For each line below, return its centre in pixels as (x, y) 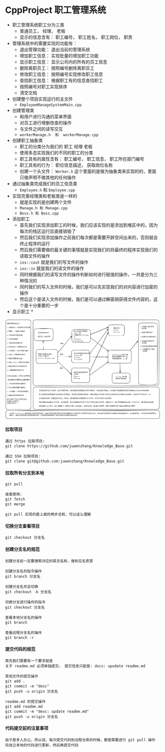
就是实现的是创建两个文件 (46, 202)
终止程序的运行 (35, 243)
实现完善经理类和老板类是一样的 (45, 196)
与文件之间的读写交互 (41, 129)
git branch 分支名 (23, 576)
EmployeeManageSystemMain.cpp (51, 105)
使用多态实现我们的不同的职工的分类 (56, 153)
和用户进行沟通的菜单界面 (46, 116)
